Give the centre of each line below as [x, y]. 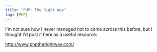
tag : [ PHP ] [17, 15]
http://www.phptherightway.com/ [40, 44]
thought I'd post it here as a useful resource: [51, 34]
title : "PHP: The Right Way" [36, 10]
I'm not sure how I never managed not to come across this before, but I [79, 29]
